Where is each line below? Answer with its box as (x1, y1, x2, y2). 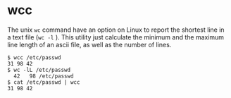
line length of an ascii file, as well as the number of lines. (7, 40, 172, 49)
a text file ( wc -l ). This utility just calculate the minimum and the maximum (7, 32, 224, 41)
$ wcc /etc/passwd (7, 54, 61, 61)
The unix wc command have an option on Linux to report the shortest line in (7, 25, 225, 34)
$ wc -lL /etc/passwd (7, 66, 71, 73)
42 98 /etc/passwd (13, 73, 74, 80)
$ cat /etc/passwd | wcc (7, 78, 80, 86)
